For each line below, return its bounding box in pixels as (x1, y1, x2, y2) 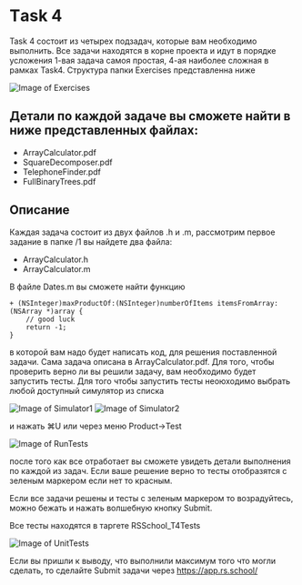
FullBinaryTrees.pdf (22, 176, 96, 187)
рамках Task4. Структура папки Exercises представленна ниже (9, 65, 257, 76)
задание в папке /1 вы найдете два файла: (9, 236, 173, 247)
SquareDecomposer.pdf (22, 156, 113, 167)
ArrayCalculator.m (22, 263, 91, 274)
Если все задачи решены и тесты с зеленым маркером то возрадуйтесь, (9, 492, 294, 503)
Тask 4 (9, 5, 63, 26)
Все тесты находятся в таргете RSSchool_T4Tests (9, 519, 201, 530)
